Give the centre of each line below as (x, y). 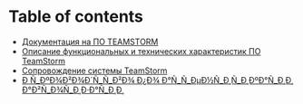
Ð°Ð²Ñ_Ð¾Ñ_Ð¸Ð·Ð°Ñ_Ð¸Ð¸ (73, 90)
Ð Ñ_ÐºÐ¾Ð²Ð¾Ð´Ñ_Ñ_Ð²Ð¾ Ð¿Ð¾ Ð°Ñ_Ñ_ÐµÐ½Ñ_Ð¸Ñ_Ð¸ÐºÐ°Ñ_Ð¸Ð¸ (157, 80)
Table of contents (76, 17)
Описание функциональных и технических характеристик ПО (141, 51)
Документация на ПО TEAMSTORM (90, 42)
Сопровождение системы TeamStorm (94, 71)
